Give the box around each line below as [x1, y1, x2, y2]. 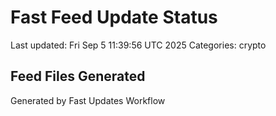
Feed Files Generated [10, 68, 146, 85]
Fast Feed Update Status [10, 6, 218, 29]
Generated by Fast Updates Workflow [10, 94, 166, 106]
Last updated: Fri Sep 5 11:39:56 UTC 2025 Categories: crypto [10, 39, 267, 51]
